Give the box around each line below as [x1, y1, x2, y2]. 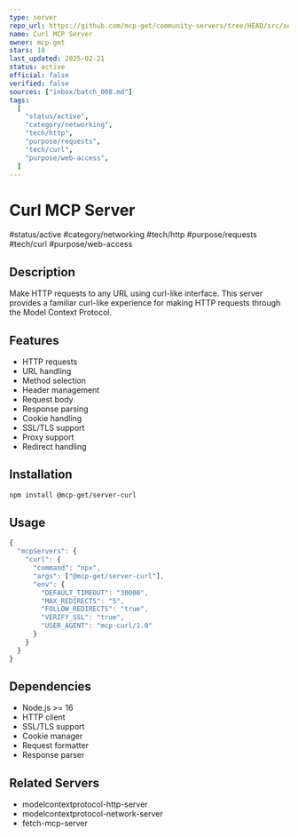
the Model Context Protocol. [9, 307, 113, 318]
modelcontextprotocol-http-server [21, 799, 148, 809]
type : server [9, 12, 58, 22]
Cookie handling [21, 412, 82, 423]
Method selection [21, 375, 87, 386]
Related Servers [9, 775, 100, 791]
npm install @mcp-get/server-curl [9, 490, 137, 499]
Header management [21, 384, 100, 395]
